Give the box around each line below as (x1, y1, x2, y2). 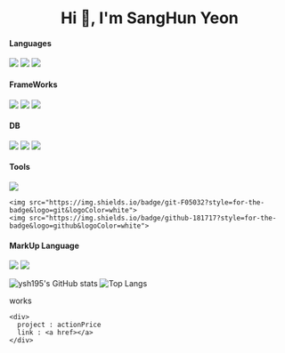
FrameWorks (9, 79, 58, 90)
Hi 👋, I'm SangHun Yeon (61, 8, 239, 28)
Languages (9, 37, 52, 48)
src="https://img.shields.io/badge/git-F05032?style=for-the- (28, 198, 265, 207)
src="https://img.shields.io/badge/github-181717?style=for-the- (28, 213, 277, 222)
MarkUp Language (9, 240, 80, 251)
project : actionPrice (17, 320, 102, 330)
